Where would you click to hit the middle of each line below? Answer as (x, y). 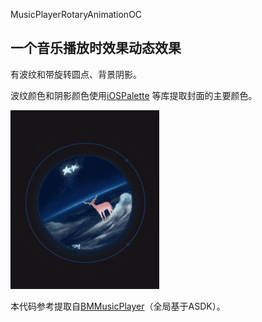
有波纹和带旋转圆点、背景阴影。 (76, 74)
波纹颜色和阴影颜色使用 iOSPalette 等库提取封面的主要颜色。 (134, 95)
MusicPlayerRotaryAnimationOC (76, 14)
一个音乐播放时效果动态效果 (96, 48)
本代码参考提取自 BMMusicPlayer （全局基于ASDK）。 (118, 306)
